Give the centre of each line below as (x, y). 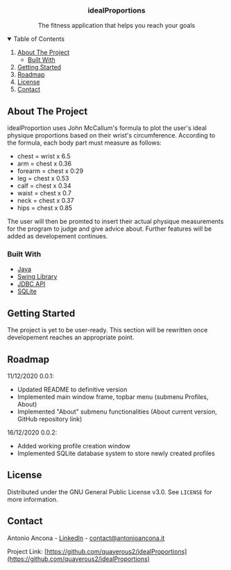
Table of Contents (39, 39)
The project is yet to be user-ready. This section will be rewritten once (108, 330)
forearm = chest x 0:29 (50, 171)
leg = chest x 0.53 (43, 179)
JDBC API (31, 284)
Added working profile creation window (74, 446)
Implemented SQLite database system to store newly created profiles (116, 453)
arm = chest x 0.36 (44, 164)
